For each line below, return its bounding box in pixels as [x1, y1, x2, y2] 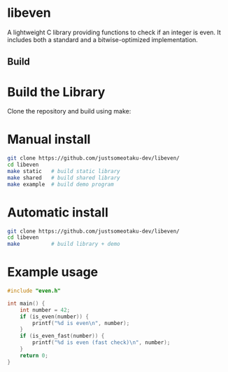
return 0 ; [20, 352, 49, 359]
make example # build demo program [7, 181, 114, 188]
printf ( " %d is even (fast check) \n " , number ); [32, 339, 171, 346]
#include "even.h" [7, 287, 61, 295]
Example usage [7, 264, 99, 280]
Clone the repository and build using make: [7, 107, 131, 116]
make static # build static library [7, 167, 120, 174]
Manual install [7, 132, 91, 148]
